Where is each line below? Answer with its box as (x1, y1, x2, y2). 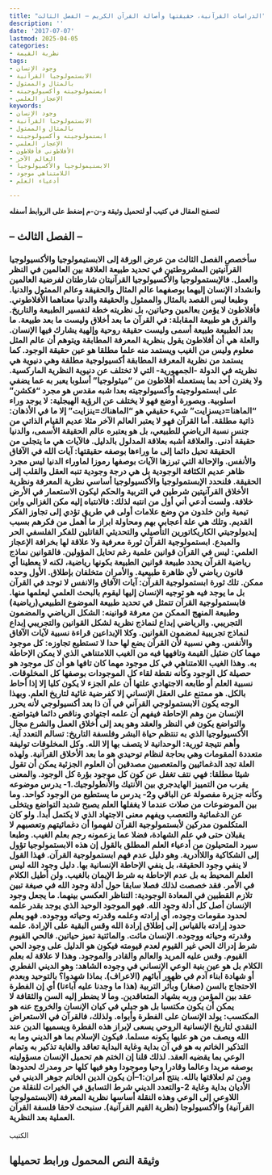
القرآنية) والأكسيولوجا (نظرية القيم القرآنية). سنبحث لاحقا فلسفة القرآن (9, 1102, 254, 1113)
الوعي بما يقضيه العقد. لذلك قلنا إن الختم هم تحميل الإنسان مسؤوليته (9, 1051, 245, 1063)
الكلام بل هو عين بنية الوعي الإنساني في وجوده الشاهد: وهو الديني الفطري (9, 960, 263, 971)
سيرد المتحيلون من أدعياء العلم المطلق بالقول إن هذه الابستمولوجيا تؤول (9, 839, 258, 850)
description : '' (9, 19, 64, 27)
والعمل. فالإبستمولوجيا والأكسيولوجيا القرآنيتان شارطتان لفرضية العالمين (9, 274, 258, 285)
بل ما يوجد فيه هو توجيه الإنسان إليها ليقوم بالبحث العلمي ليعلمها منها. (9, 587, 245, 598)
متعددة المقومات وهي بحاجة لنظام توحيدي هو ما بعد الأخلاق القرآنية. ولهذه (9, 749, 263, 760)
